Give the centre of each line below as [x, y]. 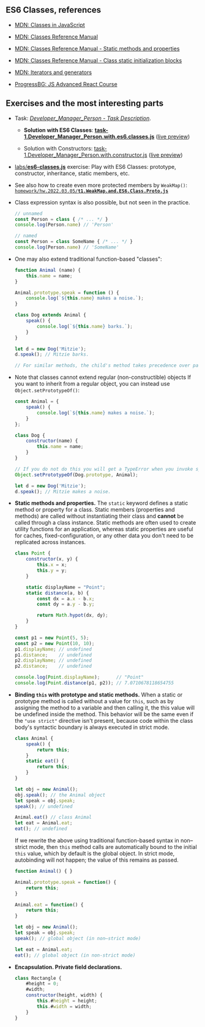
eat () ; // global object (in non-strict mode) [75, 955]
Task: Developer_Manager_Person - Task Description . [83, 118]
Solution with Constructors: [58, 148]
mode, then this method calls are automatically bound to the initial [113, 847]
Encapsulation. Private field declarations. [68, 967]
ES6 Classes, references [54, 10]
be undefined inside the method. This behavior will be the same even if [104, 714]
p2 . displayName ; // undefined [53, 660]
